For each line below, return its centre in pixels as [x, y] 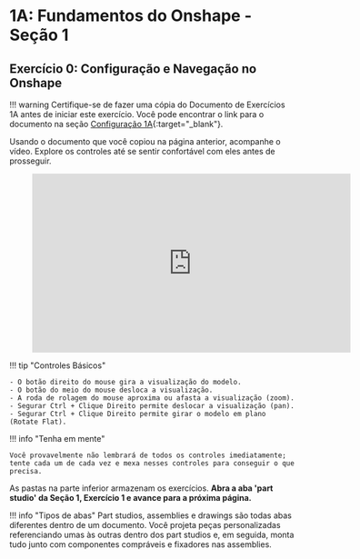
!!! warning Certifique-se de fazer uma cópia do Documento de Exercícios [147, 105]
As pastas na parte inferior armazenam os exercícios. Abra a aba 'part [141, 488]
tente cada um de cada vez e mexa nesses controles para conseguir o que [152, 464]
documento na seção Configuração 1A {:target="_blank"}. [116, 124]
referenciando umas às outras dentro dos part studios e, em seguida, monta [152, 534]
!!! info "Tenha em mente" [57, 439]
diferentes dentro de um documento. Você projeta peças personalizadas [145, 525]
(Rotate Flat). [38, 422]
